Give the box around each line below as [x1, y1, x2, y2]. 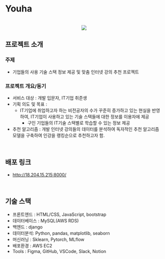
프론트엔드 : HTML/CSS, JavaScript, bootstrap [12, 211, 106, 217]
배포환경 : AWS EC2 [12, 242, 52, 248]
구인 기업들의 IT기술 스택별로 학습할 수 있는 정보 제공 [27, 119, 130, 125]
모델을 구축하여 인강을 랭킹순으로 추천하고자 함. [12, 132, 105, 138]
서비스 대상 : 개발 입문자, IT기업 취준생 [12, 94, 87, 100]
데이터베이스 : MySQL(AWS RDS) [12, 217, 79, 223]
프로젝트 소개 [5, 40, 43, 49]
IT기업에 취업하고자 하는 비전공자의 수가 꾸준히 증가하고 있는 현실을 [19, 107, 151, 113]
